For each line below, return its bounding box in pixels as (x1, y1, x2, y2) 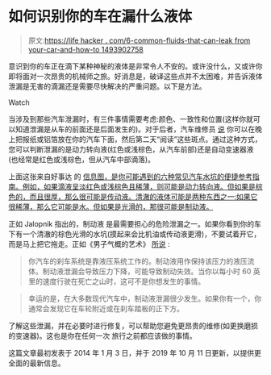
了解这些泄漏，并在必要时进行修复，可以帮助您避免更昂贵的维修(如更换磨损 (8, 320, 259, 331)
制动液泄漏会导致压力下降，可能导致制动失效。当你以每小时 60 (42, 266, 252, 276)
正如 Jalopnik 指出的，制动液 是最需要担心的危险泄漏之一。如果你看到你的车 (8, 219, 262, 228)
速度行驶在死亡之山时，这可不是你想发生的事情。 (42, 276, 206, 286)
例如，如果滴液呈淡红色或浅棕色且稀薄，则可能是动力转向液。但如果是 (22, 181, 256, 191)
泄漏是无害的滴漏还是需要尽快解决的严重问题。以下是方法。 (8, 81, 206, 91)
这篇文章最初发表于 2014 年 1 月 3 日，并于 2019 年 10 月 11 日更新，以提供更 (8, 348, 262, 357)
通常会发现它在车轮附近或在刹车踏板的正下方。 (27, 303, 184, 313)
